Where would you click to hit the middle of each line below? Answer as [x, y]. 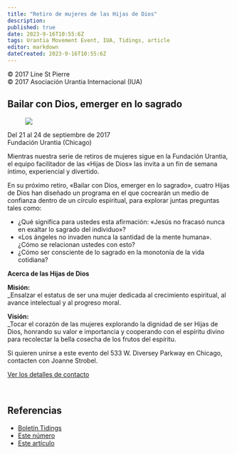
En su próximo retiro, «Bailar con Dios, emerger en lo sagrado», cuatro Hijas [118, 185]
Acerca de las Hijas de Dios [48, 273]
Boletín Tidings [39, 428]
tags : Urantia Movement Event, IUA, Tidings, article [89, 41]
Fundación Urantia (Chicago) [50, 142]
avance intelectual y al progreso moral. [64, 302]
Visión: [18, 316]
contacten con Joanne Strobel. [53, 360]
